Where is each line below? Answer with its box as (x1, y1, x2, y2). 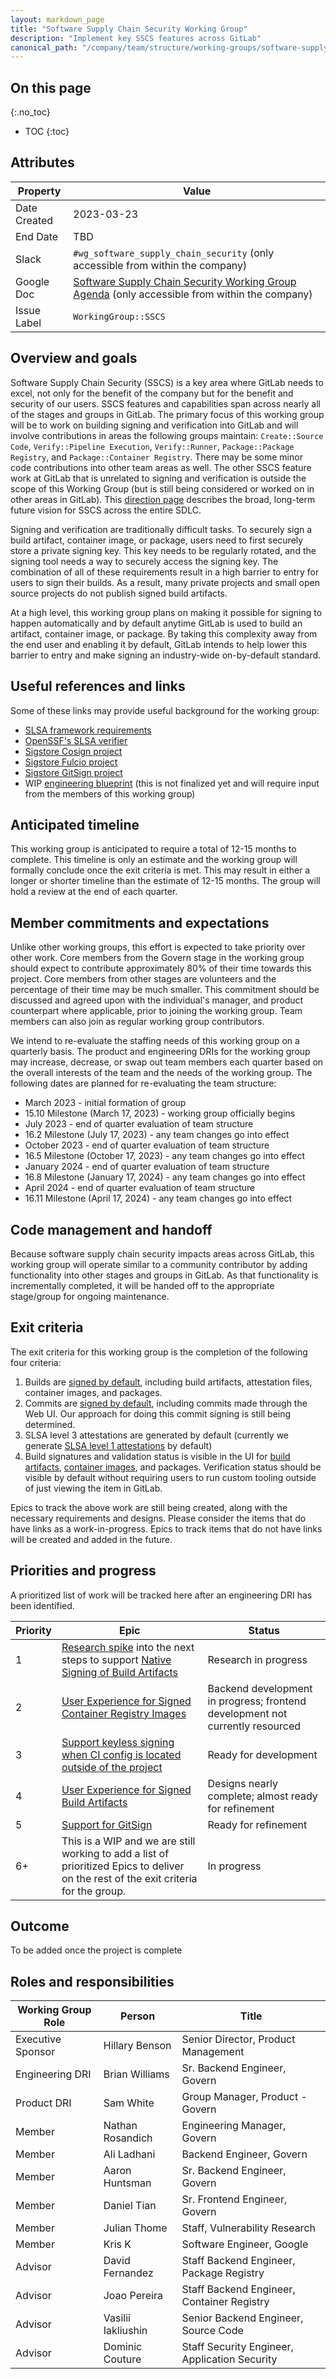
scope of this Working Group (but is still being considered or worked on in (10, 482, 315, 495)
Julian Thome (103, 2221, 168, 2235)
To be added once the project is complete (10, 1944, 183, 1956)
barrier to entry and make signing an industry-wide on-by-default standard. (10, 649, 322, 661)
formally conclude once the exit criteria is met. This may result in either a (10, 864, 311, 876)
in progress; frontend (207, 1694, 307, 1708)
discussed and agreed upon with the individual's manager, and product (10, 994, 304, 1006)
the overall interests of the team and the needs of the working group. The (10, 1067, 313, 1079)
